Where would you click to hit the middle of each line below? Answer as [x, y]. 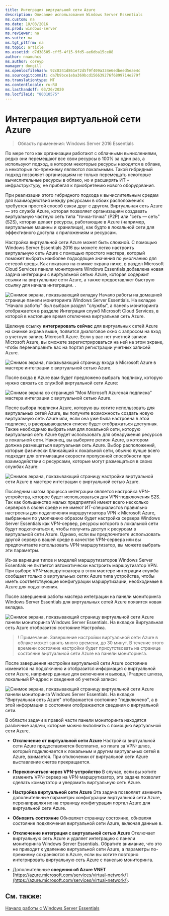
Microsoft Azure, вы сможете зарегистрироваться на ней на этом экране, [84, 342]
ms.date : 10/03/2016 [27, 24]
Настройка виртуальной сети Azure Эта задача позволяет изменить [87, 792]
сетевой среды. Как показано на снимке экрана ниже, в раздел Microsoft [84, 264]
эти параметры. [22, 550]
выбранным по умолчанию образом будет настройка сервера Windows [83, 518]
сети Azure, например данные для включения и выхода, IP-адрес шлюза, [84, 674]
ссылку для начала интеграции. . [41, 285]
